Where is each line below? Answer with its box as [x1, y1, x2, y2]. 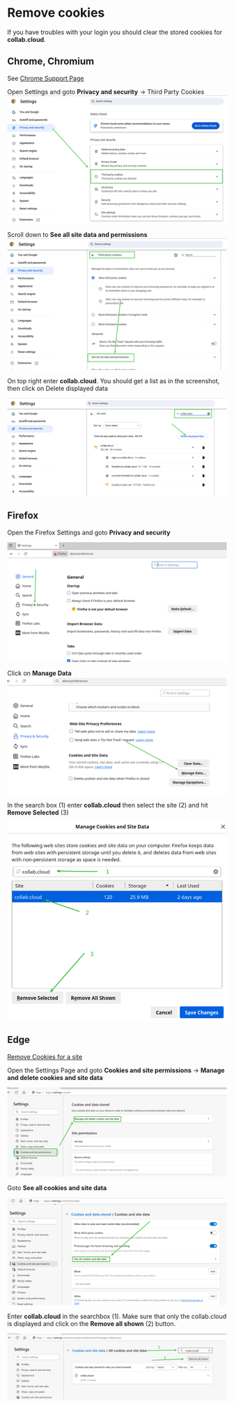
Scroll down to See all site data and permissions [7, 230, 148, 238]
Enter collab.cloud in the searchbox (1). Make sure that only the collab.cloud [7, 1312, 227, 1321]
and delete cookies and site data [7, 1073, 103, 1081]
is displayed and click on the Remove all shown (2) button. [7, 1320, 176, 1328]
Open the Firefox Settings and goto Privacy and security [7, 528, 171, 536]
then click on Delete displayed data [7, 384, 108, 392]
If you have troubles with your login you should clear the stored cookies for [7, 28, 223, 36]
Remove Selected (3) [7, 808, 70, 817]
